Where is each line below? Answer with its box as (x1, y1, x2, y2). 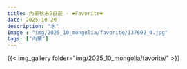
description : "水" (7, 23, 59, 29)
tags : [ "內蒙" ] (7, 36, 49, 42)
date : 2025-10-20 (7, 16, 57, 23)
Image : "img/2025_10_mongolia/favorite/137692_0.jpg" (7, 29, 168, 36)
